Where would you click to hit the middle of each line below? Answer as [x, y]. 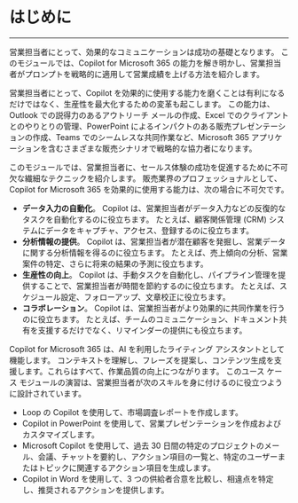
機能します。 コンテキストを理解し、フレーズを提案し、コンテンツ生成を [142, 360]
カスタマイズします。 [60, 434]
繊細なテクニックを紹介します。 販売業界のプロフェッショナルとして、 [153, 178]
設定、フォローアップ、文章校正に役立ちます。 [145, 296]
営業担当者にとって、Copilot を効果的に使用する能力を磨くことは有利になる [147, 92]
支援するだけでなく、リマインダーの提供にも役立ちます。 [142, 330]
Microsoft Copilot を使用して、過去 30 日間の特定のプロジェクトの [143, 445]
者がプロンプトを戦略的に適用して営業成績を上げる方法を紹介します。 [137, 74]
